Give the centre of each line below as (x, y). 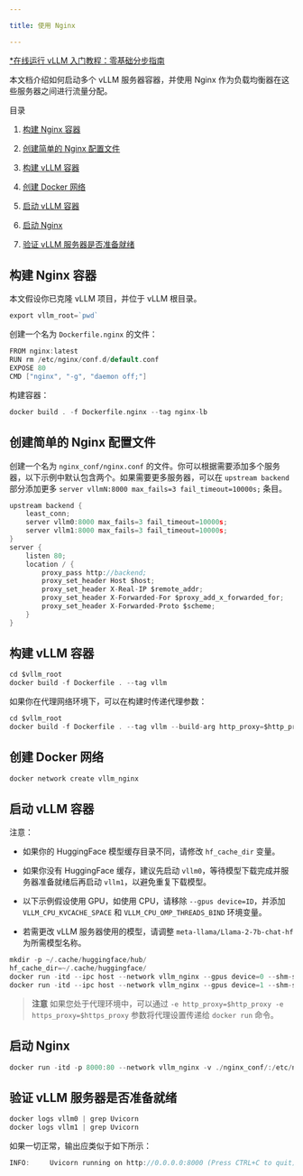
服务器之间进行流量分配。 (64, 90)
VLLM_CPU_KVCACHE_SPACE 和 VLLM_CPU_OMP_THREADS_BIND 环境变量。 (145, 912)
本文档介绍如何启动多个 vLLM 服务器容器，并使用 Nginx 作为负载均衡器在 (146, 79)
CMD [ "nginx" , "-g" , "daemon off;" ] (78, 376)
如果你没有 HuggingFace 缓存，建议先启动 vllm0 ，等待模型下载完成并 (151, 871)
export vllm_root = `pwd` (54, 316)
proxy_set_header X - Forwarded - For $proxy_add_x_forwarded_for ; (163, 598)
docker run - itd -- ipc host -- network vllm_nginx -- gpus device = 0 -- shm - (151, 977)
